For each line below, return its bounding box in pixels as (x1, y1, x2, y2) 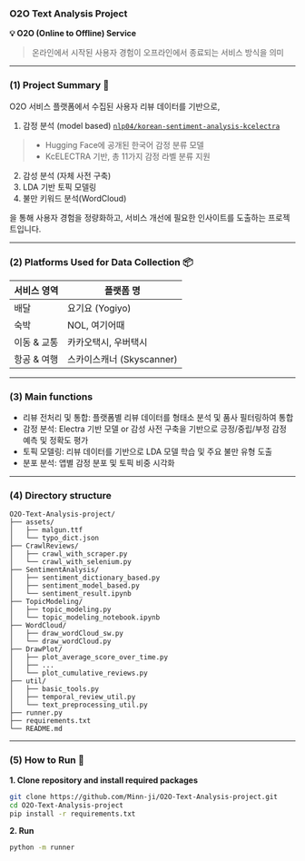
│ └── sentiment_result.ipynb (9, 589, 132, 599)
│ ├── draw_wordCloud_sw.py (9, 629, 124, 638)
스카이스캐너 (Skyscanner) (66, 352, 179, 365)
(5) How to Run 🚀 (9, 754, 84, 767)
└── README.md (9, 725, 64, 734)
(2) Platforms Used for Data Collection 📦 (9, 255, 193, 268)
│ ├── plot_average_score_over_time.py (9, 653, 169, 662)
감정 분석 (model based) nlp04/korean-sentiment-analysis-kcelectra (22, 120, 280, 131)
